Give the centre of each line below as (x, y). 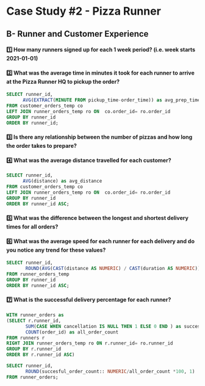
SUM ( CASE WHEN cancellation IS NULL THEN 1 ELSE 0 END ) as (103, 326)
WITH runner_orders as (35, 315)
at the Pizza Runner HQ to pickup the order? (63, 81)
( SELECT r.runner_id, (34, 321)
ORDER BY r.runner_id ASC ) (41, 355)
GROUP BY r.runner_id (34, 349)
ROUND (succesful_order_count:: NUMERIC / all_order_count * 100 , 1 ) (110, 371)
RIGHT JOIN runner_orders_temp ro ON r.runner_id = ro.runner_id (90, 343)
